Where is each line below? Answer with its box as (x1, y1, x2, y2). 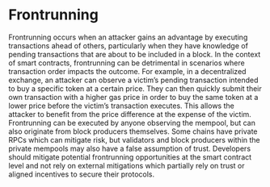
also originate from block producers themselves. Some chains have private (8, 127, 258, 136)
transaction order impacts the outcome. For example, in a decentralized (8, 66, 247, 76)
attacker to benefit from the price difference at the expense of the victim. (8, 109, 252, 118)
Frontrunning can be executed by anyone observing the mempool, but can (8, 118, 256, 127)
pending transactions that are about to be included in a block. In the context (8, 49, 261, 59)
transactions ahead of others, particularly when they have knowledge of (8, 40, 249, 50)
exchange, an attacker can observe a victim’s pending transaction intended (8, 75, 259, 85)
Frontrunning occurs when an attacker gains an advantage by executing (8, 32, 248, 42)
